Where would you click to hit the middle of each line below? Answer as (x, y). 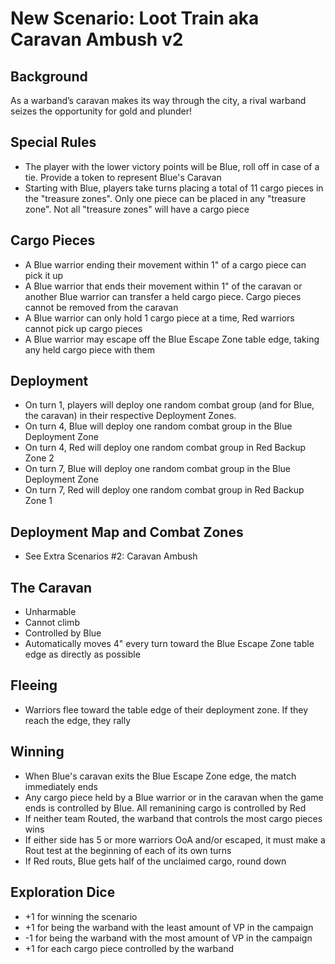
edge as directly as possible (82, 654)
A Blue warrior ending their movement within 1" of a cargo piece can (165, 264)
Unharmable (50, 612)
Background (49, 76)
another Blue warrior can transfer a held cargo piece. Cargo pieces (163, 296)
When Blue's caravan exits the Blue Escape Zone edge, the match (160, 776)
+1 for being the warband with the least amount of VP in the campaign (169, 927)
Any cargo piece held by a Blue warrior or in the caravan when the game (174, 797)
